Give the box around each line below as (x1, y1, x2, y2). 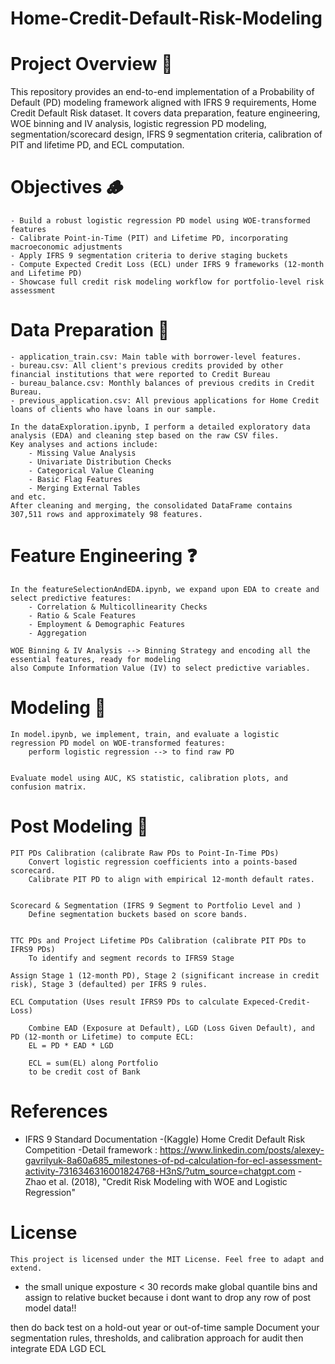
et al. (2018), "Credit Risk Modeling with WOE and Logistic (48, 1175, 288, 1187)
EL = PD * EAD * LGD (28, 1040, 114, 1051)
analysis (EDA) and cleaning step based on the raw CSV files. (10, 431, 280, 441)
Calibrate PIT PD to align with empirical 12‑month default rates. (28, 874, 315, 884)
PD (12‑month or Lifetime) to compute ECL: (10, 1032, 195, 1042)
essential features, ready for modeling (10, 654, 182, 664)
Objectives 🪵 (10, 176, 125, 199)
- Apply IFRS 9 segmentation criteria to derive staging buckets (10, 251, 288, 261)
